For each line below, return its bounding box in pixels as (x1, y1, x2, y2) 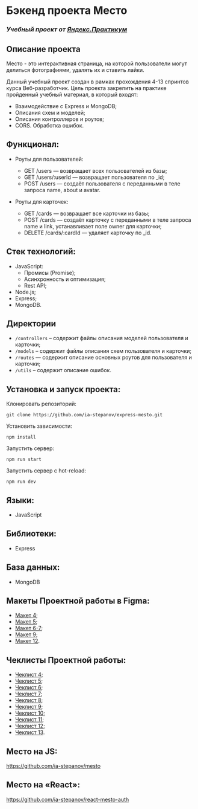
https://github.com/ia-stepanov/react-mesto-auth (6, 796, 129, 803)
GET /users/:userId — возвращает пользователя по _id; (23, 173, 165, 181)
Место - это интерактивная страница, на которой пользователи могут (6, 60, 188, 67)
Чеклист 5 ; (14, 677, 43, 685)
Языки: (6, 495, 34, 505)
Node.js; (14, 288, 36, 295)
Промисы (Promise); (23, 269, 76, 276)
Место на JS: (6, 746, 58, 756)
